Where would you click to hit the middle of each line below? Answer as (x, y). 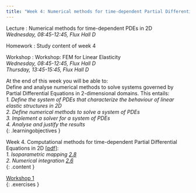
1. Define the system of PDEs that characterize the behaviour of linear (90, 99)
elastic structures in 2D (34, 105)
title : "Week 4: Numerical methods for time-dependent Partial (85, 11)
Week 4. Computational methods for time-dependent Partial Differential (92, 142)
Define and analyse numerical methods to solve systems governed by (90, 87)
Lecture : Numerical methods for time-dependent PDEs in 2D (79, 28)
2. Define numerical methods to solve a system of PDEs (73, 112)
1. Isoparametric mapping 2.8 (41, 154)
